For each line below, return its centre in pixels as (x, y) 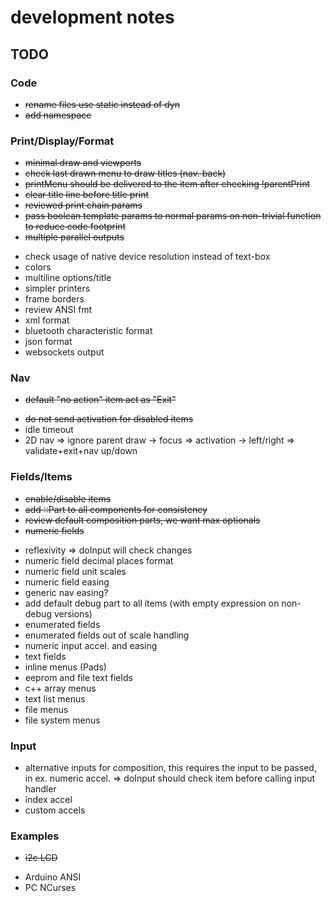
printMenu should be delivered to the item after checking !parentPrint (167, 184)
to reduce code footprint (75, 227)
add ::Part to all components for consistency (116, 509)
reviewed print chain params (83, 205)
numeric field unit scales (75, 571)
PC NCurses (50, 888)
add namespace (58, 115)
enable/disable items (68, 498)
